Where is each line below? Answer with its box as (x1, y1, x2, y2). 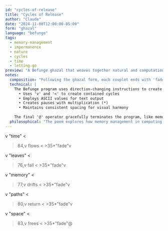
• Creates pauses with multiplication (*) (18, 101, 108, 106)
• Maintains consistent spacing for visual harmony (18, 105, 128, 110)
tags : (5, 36, 16, 41)
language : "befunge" (5, 31, 48, 36)
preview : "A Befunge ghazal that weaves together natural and (5, 68, 137, 73)
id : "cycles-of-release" (5, 7, 57, 13)
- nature (9, 49, 28, 54)
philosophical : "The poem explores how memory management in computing (9, 119, 162, 124)
